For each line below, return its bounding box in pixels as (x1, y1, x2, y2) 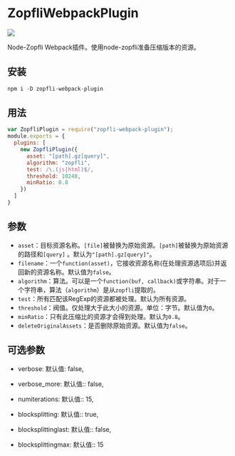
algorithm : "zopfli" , (26, 159, 91, 166)
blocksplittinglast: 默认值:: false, (17, 425, 112, 433)
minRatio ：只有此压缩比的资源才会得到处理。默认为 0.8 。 (17, 312, 184, 320)
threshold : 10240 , (26, 173, 81, 180)
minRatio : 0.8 (26, 179, 69, 186)
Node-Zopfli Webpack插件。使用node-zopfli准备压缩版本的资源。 (7, 43, 201, 51)
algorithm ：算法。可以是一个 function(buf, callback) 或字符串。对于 (17, 276, 220, 285)
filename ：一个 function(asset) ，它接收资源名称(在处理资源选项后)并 (17, 258, 221, 267)
